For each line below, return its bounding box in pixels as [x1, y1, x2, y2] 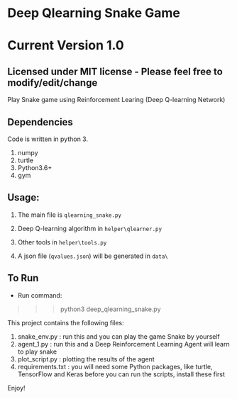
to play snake [17, 347, 57, 356]
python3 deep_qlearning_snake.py [60, 305, 161, 313]
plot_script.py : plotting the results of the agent [17, 354, 155, 363]
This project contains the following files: [7, 318, 124, 327]
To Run [7, 272, 39, 284]
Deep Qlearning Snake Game [7, 5, 181, 21]
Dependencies [7, 116, 73, 128]
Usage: [7, 191, 40, 203]
